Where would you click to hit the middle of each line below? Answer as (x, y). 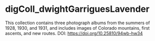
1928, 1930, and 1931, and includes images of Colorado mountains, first (77, 28)
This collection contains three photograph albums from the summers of (77, 23)
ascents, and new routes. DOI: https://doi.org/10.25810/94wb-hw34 (74, 33)
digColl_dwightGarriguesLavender (77, 9)
